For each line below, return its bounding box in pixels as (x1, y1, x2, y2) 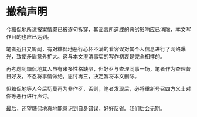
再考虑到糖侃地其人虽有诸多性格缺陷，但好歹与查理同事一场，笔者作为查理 (6, 65, 186, 72)
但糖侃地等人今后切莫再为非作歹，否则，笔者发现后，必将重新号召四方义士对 (6, 85, 191, 92)
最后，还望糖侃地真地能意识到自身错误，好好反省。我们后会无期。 (6, 105, 165, 112)
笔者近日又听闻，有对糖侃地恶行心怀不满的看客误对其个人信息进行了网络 (6, 45, 181, 53)
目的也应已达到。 (11, 33, 53, 40)
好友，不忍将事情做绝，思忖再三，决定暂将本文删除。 (11, 73, 140, 80)
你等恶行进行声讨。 (6, 92, 53, 99)
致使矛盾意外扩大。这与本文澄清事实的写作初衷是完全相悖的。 (16, 53, 165, 60)
